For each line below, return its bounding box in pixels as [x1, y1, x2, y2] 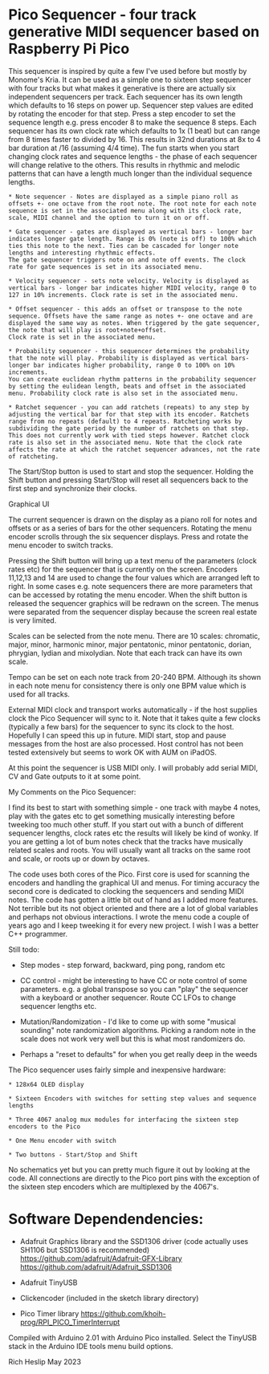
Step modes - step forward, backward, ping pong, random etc [19, 960, 226, 970]
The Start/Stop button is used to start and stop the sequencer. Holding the [8, 466, 255, 476]
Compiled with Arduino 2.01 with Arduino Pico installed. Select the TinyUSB [8, 1332, 257, 1342]
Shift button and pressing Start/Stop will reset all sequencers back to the [8, 475, 249, 485]
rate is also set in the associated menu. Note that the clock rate [8, 438, 243, 446]
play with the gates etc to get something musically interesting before [8, 811, 235, 820]
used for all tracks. [8, 689, 71, 699]
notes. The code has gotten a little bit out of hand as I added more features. [8, 895, 259, 904]
